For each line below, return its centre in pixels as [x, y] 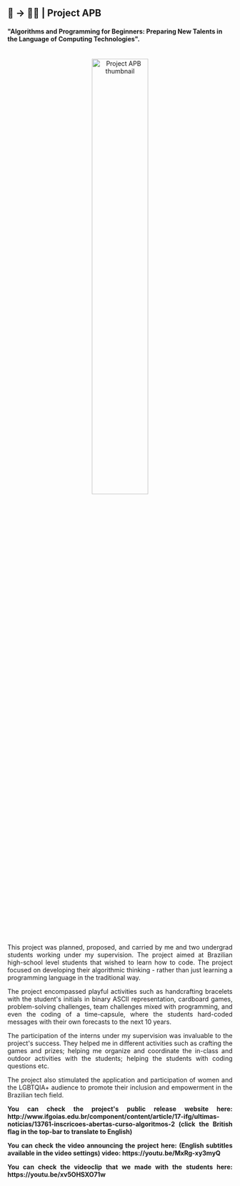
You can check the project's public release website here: [120, 1109]
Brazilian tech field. [36, 1095]
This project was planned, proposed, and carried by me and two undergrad [120, 947]
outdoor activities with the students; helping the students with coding [120, 1058]
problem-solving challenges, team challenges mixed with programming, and [120, 1006]
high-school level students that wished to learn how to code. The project [120, 962]
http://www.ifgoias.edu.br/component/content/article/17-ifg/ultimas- [114, 1116]
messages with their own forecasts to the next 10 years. [89, 1022]
